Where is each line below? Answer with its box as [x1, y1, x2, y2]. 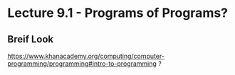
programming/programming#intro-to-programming [7, 59, 157, 68]
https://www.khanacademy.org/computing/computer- [7, 52, 165, 60]
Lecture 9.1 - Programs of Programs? [7, 5, 229, 21]
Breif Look [7, 33, 54, 45]
